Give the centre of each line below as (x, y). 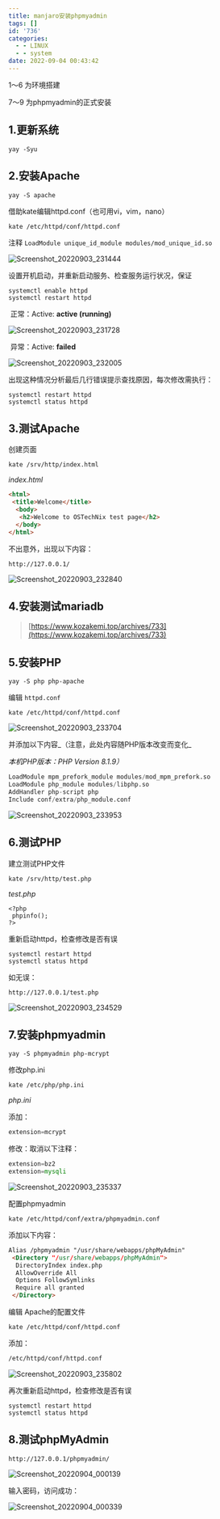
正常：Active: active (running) (61, 314)
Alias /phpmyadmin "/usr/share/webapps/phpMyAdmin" (97, 1250)
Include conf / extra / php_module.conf (70, 800)
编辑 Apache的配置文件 (47, 1312)
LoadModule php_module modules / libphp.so (79, 785)
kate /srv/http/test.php (50, 879)
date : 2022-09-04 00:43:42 (54, 61)
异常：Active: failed (43, 346)
